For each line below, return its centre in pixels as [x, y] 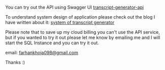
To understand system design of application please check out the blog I [80, 17]
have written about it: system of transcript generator [60, 22]
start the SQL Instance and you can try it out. [52, 43]
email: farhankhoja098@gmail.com [42, 53]
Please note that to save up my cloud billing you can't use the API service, [82, 32]
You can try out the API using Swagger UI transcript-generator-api [75, 7]
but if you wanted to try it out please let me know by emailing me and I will [83, 38]
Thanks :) [15, 62]
